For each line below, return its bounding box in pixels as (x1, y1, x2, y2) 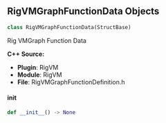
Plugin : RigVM (17, 63, 59, 71)
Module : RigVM (17, 70, 62, 79)
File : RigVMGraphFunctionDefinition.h (17, 77, 126, 86)
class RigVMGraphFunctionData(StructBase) (7, 23, 131, 30)
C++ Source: (7, 50, 45, 58)
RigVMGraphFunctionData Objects (7, 6, 160, 17)
